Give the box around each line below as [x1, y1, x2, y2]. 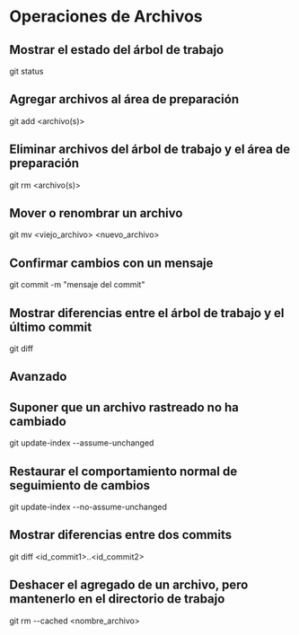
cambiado [9, 413, 67, 428]
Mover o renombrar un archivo [9, 206, 183, 221]
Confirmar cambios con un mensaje [9, 255, 214, 270]
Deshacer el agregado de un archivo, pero [9, 578, 249, 593]
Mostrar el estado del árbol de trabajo [9, 42, 224, 57]
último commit [9, 319, 92, 334]
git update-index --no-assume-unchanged [9, 501, 168, 513]
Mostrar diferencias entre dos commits [9, 527, 233, 542]
